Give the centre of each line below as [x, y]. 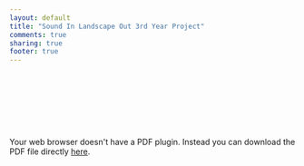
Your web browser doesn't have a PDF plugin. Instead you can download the [152, 142]
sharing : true [36, 43]
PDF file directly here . [50, 151]
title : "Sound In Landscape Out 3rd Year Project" [107, 26]
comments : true [38, 34]
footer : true [34, 52]
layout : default [40, 18]
